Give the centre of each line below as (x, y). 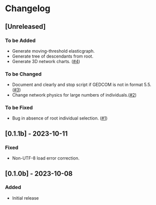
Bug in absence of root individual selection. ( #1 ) (60, 118)
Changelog (28, 9)
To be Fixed (19, 108)
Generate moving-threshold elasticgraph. (53, 51)
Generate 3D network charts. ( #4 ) (46, 61)
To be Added (20, 41)
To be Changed (23, 74)
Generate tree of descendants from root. (53, 56)
